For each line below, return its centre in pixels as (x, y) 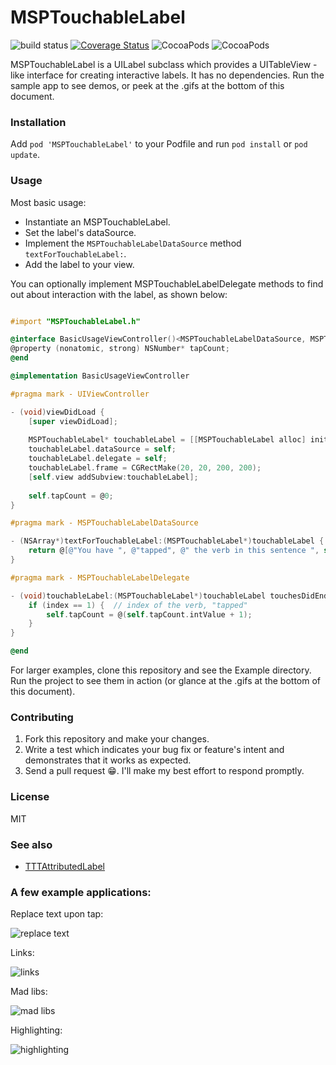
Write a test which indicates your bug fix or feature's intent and (154, 750)
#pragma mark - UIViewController (80, 394)
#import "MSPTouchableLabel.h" (75, 321)
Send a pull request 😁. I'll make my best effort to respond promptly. (164, 771)
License (30, 797)
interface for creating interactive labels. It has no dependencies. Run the (175, 75)
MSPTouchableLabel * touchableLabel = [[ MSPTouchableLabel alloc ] (167, 440)
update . (25, 155)
